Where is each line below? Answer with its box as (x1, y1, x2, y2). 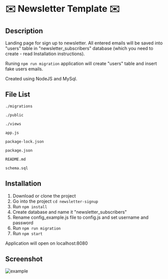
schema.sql (5, 165, 28, 171)
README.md (5, 157, 26, 162)
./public (5, 112, 24, 118)
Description (5, 26, 43, 35)
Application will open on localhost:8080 (5, 240, 88, 246)
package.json (5, 148, 33, 153)
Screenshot (5, 255, 43, 263)
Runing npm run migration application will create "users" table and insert (5, 61, 157, 66)
